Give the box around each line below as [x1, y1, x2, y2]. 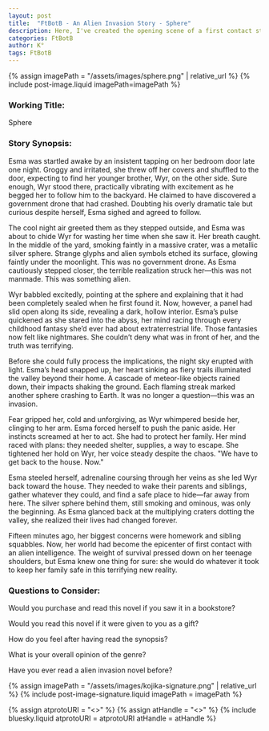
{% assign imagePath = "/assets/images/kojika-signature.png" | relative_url [8, 680, 257, 690]
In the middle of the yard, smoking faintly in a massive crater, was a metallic [8, 240, 259, 250]
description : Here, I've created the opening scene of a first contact [8, 26, 252, 35]
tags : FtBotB [8, 49, 52, 57]
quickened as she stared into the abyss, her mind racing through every [8, 315, 242, 325]
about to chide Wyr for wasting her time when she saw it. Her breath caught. [8, 231, 261, 241]
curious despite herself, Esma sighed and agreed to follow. [8, 207, 202, 217]
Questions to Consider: [8, 585, 101, 596]
